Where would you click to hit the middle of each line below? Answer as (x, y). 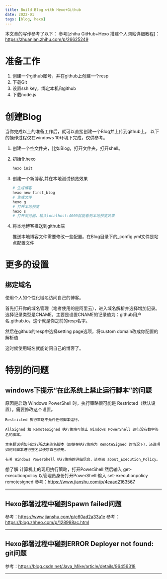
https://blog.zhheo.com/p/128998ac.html (47, 523)
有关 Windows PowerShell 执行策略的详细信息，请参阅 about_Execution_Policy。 (83, 460)
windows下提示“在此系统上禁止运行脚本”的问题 (79, 390)
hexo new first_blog (34, 193)
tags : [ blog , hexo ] (25, 19)
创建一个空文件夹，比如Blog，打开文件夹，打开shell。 (67, 148)
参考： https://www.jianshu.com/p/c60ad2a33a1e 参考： (62, 517)
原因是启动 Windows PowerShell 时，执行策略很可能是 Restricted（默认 (78, 403)
